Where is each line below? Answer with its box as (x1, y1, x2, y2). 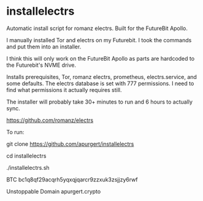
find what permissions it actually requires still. (6, 86, 122, 93)
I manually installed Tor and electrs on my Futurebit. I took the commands (6, 36, 192, 44)
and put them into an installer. (6, 43, 82, 50)
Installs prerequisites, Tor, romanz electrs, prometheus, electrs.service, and (6, 73, 197, 80)
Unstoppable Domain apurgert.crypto (6, 188, 101, 195)
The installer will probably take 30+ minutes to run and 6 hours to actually (6, 98, 193, 105)
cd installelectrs (6, 152, 47, 159)
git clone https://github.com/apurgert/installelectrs (6, 140, 134, 148)
